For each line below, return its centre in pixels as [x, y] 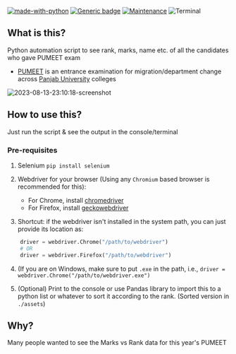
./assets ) [31, 303]
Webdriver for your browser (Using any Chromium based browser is [113, 179]
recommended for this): [52, 187]
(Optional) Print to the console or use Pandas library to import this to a [119, 288]
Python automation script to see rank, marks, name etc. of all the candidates [118, 50]
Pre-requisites [32, 150]
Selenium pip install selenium [63, 165]
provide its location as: [50, 229]
